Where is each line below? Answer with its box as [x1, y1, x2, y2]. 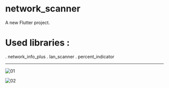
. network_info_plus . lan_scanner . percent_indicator [5, 53, 115, 59]
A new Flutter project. [5, 19, 50, 25]
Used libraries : [5, 37, 70, 48]
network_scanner [5, 3, 80, 14]
